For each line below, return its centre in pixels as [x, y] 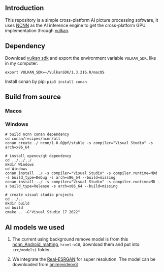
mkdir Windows [20, 165]
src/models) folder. [32, 250]
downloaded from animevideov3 [45, 265]
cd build [14, 208]
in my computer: [22, 63]
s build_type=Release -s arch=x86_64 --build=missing [62, 186]
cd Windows [16, 169]
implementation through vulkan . [37, 30]
